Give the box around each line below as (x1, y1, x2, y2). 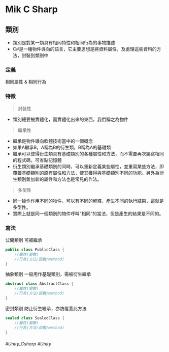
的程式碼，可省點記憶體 (12, 157, 62, 163)
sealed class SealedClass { (5, 315, 65, 320)
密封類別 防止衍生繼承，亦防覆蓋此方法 (5, 305, 87, 311)
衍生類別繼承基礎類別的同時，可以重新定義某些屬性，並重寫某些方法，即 (12, 163, 164, 169)
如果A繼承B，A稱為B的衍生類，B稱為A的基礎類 (12, 144, 111, 150)
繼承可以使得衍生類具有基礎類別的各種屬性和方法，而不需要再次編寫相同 (12, 150, 164, 156)
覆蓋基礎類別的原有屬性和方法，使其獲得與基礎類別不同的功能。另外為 (12, 170, 160, 176)
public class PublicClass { (5, 247, 65, 252)
